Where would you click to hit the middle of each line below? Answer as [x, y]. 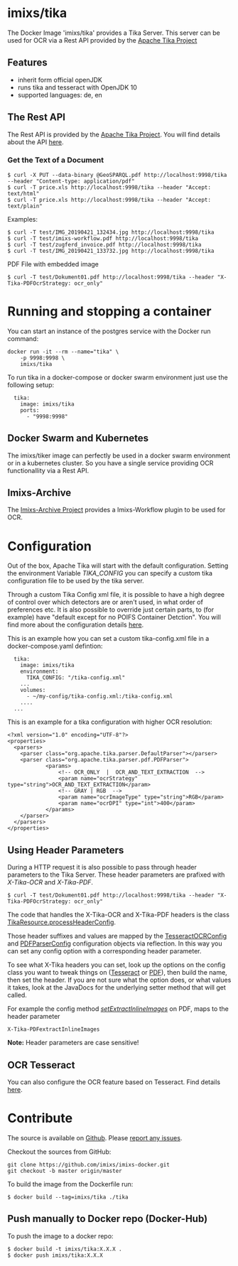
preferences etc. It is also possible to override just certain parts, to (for [111, 610]
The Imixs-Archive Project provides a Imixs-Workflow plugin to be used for [117, 510]
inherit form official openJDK [60, 80]
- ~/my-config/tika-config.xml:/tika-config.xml [99, 697]
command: [23, 338]
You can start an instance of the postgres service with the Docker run [109, 331]
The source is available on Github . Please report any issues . [95, 1137]
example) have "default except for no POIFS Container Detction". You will [114, 617]
